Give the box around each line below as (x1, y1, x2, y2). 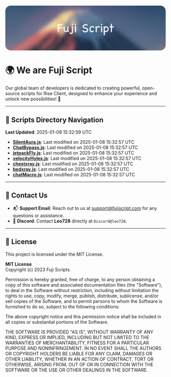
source (5, 91, 20, 97)
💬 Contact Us (5, 191, 48, 200)
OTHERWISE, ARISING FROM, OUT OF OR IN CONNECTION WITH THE (5, 361, 154, 367)
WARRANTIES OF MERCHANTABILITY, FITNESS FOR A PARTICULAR (5, 340, 149, 346)
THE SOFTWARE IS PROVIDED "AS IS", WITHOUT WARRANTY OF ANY (5, 328, 154, 335)
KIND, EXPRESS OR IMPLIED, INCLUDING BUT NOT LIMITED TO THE (5, 334, 150, 340)
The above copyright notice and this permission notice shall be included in (5, 313, 161, 320)
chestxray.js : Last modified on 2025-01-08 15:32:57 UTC (12, 161, 133, 167)
